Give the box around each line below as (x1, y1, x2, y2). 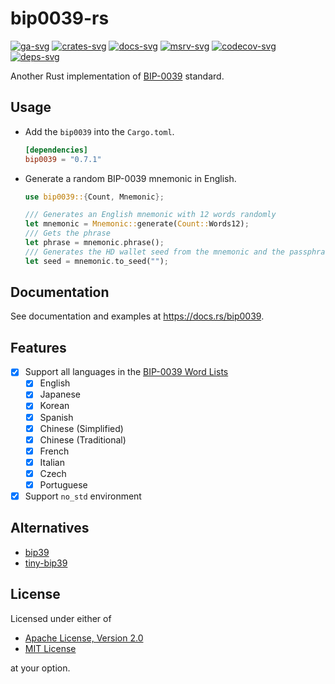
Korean (39, 400, 70, 412)
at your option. (10, 662, 71, 674)
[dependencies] (24, 145, 89, 155)
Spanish (39, 411, 74, 423)
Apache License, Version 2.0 (24, 632, 144, 644)
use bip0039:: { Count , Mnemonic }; (24, 192, 165, 202)
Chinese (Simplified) (39, 422, 124, 434)
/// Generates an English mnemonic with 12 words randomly (24, 210, 277, 220)
